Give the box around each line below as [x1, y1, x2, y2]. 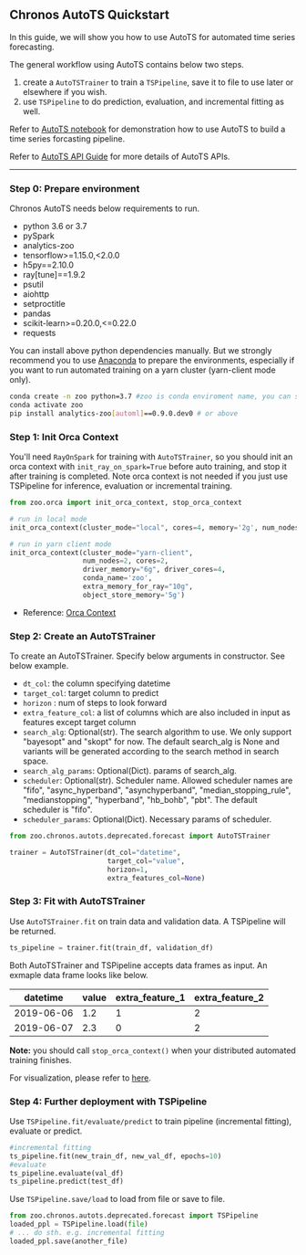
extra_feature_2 [194, 991, 264, 1004]
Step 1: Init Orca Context [9, 430, 119, 443]
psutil [22, 279, 44, 290]
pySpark [22, 230, 55, 241]
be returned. [9, 925, 56, 936]
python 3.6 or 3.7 [22, 221, 87, 232]
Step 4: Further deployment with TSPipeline [9, 1095, 208, 1108]
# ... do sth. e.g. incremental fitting [9, 1229, 166, 1238]
